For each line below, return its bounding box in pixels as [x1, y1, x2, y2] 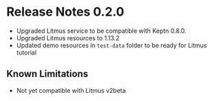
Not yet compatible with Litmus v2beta [16, 86, 126, 94]
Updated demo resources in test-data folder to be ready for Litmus [16, 41, 207, 49]
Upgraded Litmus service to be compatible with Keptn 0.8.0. [16, 27, 187, 35]
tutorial [16, 48, 37, 57]
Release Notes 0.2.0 [6, 4, 125, 20]
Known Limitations [6, 68, 88, 80]
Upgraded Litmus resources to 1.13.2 [16, 33, 120, 42]
